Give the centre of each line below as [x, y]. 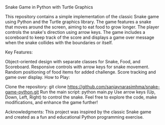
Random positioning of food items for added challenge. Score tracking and [81, 72]
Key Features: [19, 52]
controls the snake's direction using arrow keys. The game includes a [75, 32]
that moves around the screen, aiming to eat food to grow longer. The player [82, 27]
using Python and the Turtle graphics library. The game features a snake [78, 22]
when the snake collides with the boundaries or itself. [59, 43]
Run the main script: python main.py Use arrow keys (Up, [98, 92]
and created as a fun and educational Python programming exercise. [74, 117]
